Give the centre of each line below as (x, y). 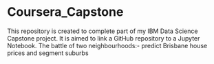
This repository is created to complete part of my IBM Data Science (103, 31)
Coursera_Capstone (65, 12)
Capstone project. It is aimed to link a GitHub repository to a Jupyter (104, 38)
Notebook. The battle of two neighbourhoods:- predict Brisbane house (107, 45)
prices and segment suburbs (48, 53)
